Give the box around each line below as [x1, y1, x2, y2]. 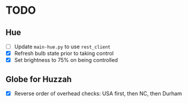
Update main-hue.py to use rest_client [14, 43, 111, 50]
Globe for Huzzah [5, 74, 72, 84]
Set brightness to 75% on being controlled [14, 57, 118, 64]
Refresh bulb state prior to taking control [14, 50, 114, 57]
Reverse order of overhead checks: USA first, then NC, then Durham [14, 90, 182, 97]
